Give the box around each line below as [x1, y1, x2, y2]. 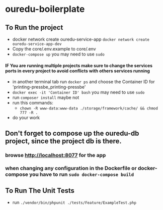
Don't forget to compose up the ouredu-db [5, 129, 139, 137]
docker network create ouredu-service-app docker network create [12, 36, 150, 42]
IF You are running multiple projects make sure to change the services [5, 62, 153, 68]
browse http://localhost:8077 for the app [5, 152, 106, 158]
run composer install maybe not [12, 95, 80, 101]
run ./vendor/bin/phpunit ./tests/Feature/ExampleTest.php [12, 200, 137, 206]
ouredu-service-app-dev [12, 42, 62, 47]
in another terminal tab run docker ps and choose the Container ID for [12, 79, 155, 85]
